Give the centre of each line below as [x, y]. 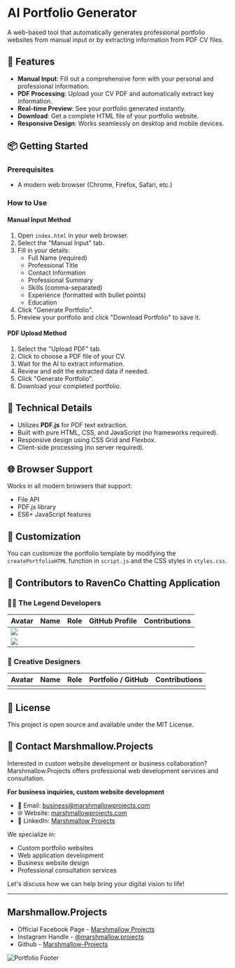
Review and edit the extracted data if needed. [83, 371]
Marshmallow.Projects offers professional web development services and [113, 770]
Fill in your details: [43, 250]
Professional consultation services [67, 870]
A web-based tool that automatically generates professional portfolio [106, 32]
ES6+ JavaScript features [54, 514]
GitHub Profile [113, 621]
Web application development [60, 855]
